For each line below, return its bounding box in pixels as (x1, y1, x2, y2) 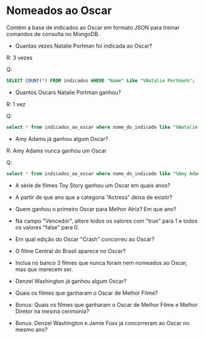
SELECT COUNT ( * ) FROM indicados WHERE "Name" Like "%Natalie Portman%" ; (6, 77, 195, 84)
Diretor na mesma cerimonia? (15, 307, 90, 315)
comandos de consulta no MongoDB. (6, 30, 100, 37)
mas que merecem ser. (15, 265, 73, 273)
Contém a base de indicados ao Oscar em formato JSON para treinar (6, 24, 180, 31)
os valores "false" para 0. (15, 223, 79, 231)
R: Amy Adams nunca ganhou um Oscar (6, 147, 107, 154)
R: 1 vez (6, 100, 26, 107)
